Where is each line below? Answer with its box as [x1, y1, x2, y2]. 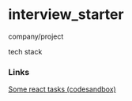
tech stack [8, 47, 43, 56]
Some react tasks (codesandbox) [8, 84, 116, 94]
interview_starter [8, 6, 124, 24]
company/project [8, 32, 64, 41]
